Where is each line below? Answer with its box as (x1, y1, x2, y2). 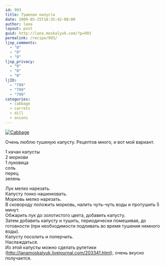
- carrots (10, 106, 30, 111)
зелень (5, 175, 21, 182)
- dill (10, 111, 24, 116)
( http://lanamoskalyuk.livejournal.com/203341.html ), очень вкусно (5, 249, 144, 255)
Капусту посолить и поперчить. (5, 233, 74, 240)
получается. (5, 255, 32, 261)
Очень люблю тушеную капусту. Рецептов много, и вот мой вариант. (5, 139, 155, 145)
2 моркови (5, 154, 29, 160)
